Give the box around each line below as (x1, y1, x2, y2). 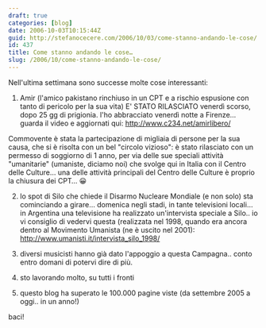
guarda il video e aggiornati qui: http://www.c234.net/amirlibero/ (19, 118, 231, 128)
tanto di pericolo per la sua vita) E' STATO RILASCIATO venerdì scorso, (19, 101, 252, 111)
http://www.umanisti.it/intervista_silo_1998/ (19, 233, 160, 243)
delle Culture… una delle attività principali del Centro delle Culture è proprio (8, 168, 256, 177)
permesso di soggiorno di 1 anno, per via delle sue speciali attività (8, 150, 224, 160)
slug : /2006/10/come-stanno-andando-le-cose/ (8, 56, 161, 64)
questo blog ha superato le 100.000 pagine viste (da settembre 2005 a (19, 287, 251, 298)
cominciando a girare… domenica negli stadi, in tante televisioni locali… (19, 199, 253, 209)
